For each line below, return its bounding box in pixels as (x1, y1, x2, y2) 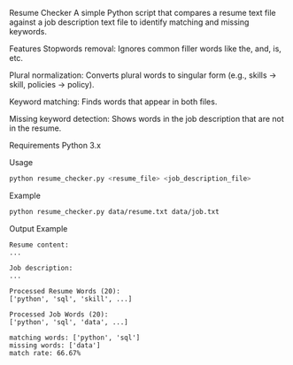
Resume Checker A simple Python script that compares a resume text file (9, 8, 276, 18)
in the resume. (9, 123, 62, 133)
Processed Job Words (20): (9, 309, 109, 319)
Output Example (9, 223, 68, 233)
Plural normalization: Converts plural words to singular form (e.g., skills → (9, 70, 277, 80)
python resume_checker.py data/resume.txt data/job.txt (9, 207, 220, 216)
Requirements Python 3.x (9, 141, 102, 150)
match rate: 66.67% (9, 348, 81, 357)
